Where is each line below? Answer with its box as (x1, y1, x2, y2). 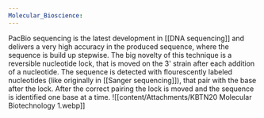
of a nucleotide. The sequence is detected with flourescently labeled (8, 67, 232, 76)
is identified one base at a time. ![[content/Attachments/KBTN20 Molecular (8, 92, 252, 101)
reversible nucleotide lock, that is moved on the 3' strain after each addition (8, 59, 255, 68)
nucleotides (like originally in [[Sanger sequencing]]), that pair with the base (8, 75, 257, 85)
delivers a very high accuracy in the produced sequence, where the (8, 41, 230, 51)
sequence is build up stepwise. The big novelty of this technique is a (8, 50, 232, 59)
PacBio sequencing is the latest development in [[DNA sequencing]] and (8, 33, 244, 43)
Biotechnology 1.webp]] (8, 101, 86, 110)
